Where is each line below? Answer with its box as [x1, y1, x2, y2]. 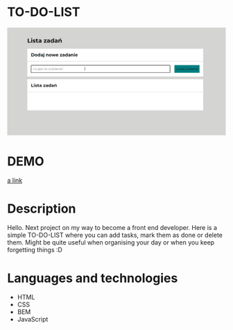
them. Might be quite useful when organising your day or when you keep [7, 238, 215, 247]
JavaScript [17, 315, 49, 324]
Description [7, 201, 76, 216]
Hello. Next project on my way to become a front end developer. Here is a [7, 224, 217, 232]
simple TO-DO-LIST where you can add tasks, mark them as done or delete [7, 231, 223, 240]
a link [7, 176, 23, 185]
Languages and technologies [7, 270, 178, 286]
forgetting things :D [7, 246, 62, 254]
